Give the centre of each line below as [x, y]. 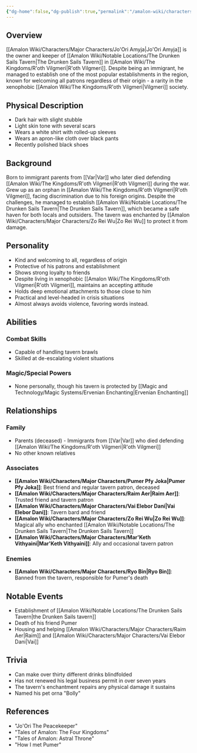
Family [16, 428]
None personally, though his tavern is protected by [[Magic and [91, 386]
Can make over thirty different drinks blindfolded [73, 674]
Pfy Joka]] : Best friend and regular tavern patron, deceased [87, 487]
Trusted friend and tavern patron [54, 499]
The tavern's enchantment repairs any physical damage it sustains [95, 687]
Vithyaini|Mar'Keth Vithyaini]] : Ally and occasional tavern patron [94, 543]
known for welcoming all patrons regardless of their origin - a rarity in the [94, 81]
